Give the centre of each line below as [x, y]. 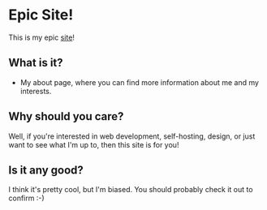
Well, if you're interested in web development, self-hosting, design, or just [132, 136]
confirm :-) [26, 198]
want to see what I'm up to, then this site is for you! [94, 144]
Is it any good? [46, 170]
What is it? [36, 63]
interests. [36, 91]
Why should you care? [66, 116]
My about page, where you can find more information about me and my [140, 82]
